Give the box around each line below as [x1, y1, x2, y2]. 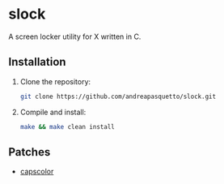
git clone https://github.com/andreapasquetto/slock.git [19, 92, 217, 101]
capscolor [19, 167, 54, 177]
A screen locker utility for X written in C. [8, 32, 142, 41]
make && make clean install [19, 122, 115, 131]
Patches [8, 145, 51, 159]
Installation [8, 55, 66, 69]
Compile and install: [19, 107, 87, 117]
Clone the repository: [19, 76, 91, 86]
